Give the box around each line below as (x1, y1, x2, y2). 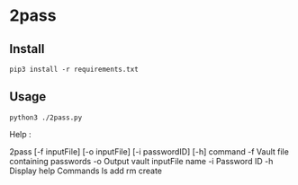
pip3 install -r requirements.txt (9, 65, 140, 74)
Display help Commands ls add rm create (9, 165, 162, 176)
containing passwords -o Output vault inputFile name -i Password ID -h (9, 155, 274, 166)
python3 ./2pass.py (9, 113, 83, 122)
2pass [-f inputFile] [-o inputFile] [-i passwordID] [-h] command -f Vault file (9, 145, 290, 157)
